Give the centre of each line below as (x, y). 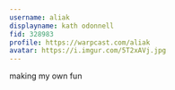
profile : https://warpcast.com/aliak (80, 42)
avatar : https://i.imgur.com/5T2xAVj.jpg (88, 51)
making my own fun (46, 76)
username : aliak (39, 17)
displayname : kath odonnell (62, 26)
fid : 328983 (31, 34)
